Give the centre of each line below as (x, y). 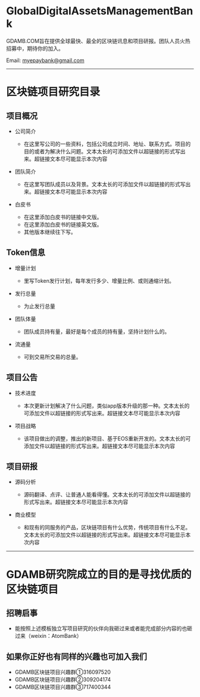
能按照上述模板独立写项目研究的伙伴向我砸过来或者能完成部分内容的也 (101, 628)
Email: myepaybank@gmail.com (45, 60)
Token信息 (26, 253)
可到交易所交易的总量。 (52, 357)
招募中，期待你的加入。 (35, 48)
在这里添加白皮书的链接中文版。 (63, 217)
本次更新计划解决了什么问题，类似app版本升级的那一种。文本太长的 (107, 405)
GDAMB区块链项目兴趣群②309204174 (63, 680)
